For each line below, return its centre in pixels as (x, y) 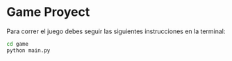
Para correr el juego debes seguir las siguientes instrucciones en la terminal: (116, 31)
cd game (18, 44)
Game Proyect (48, 12)
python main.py (28, 50)
